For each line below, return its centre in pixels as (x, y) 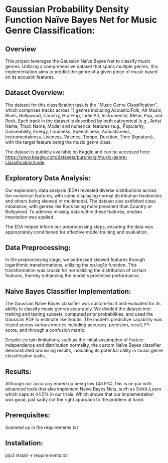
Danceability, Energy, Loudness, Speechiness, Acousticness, (68, 131)
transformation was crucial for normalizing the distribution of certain (76, 270)
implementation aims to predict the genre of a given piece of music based (81, 72)
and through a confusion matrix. (52, 330)
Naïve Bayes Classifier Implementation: (68, 291)
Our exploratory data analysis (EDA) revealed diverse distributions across (81, 190)
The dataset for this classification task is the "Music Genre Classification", (81, 105)
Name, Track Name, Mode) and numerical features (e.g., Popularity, (75, 126)
